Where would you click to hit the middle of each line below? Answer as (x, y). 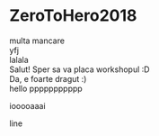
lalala (19, 59)
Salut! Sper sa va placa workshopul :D (79, 69)
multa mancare (37, 41)
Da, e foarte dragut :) (48, 78)
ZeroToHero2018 (73, 16)
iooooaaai (28, 105)
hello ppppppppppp (46, 88)
